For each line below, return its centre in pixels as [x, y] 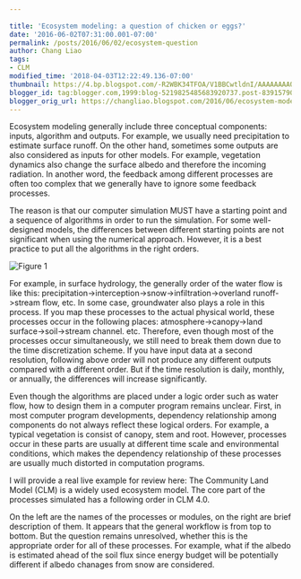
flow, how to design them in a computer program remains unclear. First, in [146, 406]
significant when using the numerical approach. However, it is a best [135, 240]
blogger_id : [31, 92]
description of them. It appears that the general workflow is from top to [140, 527]
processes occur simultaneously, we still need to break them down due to [145, 341]
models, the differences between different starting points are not [165, 230]
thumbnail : [30, 84]
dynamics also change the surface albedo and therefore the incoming [138, 165]
